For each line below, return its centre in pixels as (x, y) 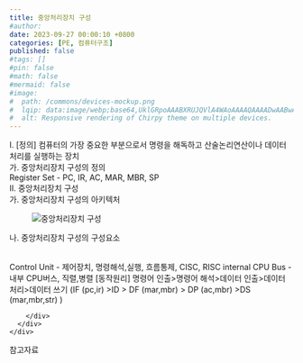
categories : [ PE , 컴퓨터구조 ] (61, 43)
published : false (42, 51)
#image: (24, 93)
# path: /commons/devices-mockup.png (82, 101)
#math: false (34, 77)
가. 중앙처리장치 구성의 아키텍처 (65, 200)
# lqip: (26, 110)
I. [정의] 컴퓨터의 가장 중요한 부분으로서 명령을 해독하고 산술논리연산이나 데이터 (148, 145)
